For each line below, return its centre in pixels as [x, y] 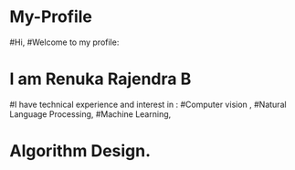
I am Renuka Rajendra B [100, 79]
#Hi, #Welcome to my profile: [64, 42]
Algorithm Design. [80, 151]
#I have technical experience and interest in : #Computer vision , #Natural [148, 104]
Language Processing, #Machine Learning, [90, 114]
